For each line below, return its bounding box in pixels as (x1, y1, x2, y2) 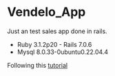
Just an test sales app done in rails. (7, 27, 108, 35)
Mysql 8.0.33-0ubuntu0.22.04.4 (17, 48, 109, 56)
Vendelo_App (7, 4, 86, 20)
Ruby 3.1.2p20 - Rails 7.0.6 (17, 40, 92, 48)
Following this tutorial (7, 61, 67, 69)
